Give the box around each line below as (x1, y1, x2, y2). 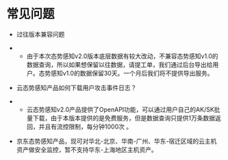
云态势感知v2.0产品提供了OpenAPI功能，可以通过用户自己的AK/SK (26, 105, 215, 114)
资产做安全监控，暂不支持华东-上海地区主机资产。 (16, 145, 158, 154)
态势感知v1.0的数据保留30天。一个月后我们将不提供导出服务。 (38, 69, 214, 77)
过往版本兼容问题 (16, 30, 65, 38)
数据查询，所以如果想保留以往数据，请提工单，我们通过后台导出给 (26, 60, 213, 68)
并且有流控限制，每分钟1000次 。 (38, 122, 133, 131)
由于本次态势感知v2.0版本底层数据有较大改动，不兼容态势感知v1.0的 (26, 52, 218, 60)
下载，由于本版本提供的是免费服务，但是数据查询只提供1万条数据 (32, 114, 216, 122)
